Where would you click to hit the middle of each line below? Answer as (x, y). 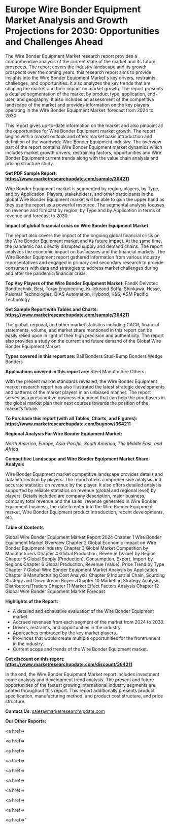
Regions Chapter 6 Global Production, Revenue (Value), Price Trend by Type (85, 564)
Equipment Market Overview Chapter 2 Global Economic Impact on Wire (81, 542)
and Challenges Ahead (54, 42)
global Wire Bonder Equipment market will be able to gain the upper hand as (85, 199)
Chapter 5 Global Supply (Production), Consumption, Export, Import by (79, 559)
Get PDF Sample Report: (31, 173)
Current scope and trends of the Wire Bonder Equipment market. (80, 649)
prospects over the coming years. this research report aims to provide (78, 72)
